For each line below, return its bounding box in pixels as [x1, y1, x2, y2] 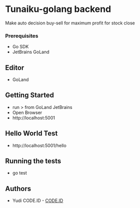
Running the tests [5, 157, 61, 165]
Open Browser [12, 109, 42, 115]
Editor [5, 63, 24, 72]
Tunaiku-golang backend [5, 3, 111, 15]
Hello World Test [5, 129, 58, 138]
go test [12, 170, 27, 176]
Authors [5, 184, 31, 193]
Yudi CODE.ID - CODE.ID [12, 198, 63, 204]
